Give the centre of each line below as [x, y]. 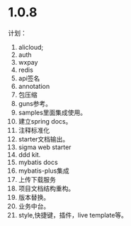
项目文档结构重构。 [46, 188]
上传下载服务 [37, 179]
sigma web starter [45, 147]
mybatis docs [38, 162]
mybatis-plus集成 [44, 171]
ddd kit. [29, 154]
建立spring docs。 [45, 121]
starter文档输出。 [44, 139]
